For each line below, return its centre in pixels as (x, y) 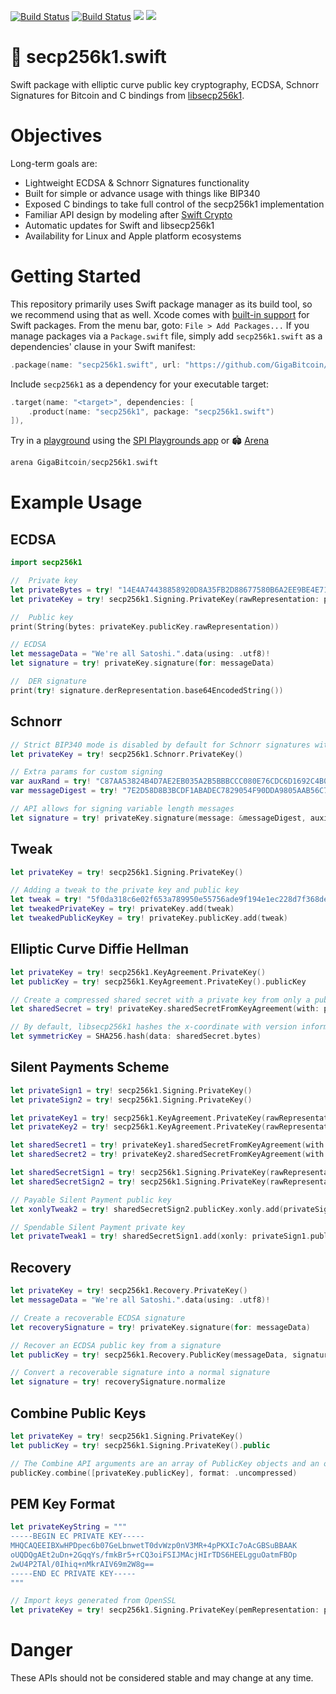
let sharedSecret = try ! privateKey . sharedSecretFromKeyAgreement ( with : (165, 1009)
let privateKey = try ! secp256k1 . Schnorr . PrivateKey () (127, 754)
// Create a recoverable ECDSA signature (98, 1318)
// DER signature (48, 681)
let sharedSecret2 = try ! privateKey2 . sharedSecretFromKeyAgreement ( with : (169, 1155)
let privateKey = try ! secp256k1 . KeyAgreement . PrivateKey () (138, 972)
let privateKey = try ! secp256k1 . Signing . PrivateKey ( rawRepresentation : (165, 599)
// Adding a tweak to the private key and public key (125, 890)
